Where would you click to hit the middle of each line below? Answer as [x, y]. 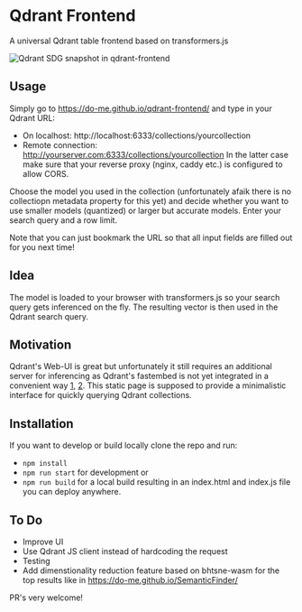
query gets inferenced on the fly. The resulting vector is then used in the [144, 307]
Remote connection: [59, 144]
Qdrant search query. [49, 316]
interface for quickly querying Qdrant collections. [101, 395]
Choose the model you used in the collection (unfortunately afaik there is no [150, 191]
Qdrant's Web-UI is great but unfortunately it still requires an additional [141, 366]
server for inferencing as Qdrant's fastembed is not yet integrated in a [139, 376]
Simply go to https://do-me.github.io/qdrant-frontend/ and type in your [141, 108]
